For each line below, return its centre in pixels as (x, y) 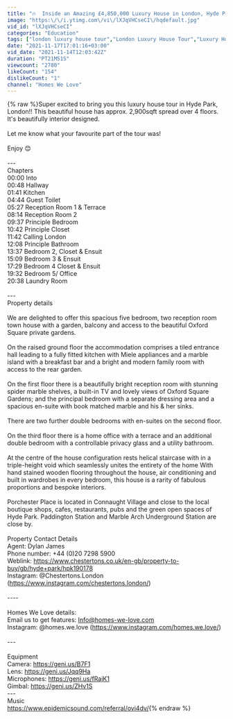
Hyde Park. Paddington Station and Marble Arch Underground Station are (112, 517)
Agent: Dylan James (36, 546)
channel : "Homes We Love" (44, 85)
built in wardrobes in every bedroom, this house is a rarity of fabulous (107, 480)
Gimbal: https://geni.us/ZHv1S (50, 686)
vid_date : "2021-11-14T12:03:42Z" (57, 53)
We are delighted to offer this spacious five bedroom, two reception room (112, 318)
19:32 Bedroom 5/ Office (42, 274)
